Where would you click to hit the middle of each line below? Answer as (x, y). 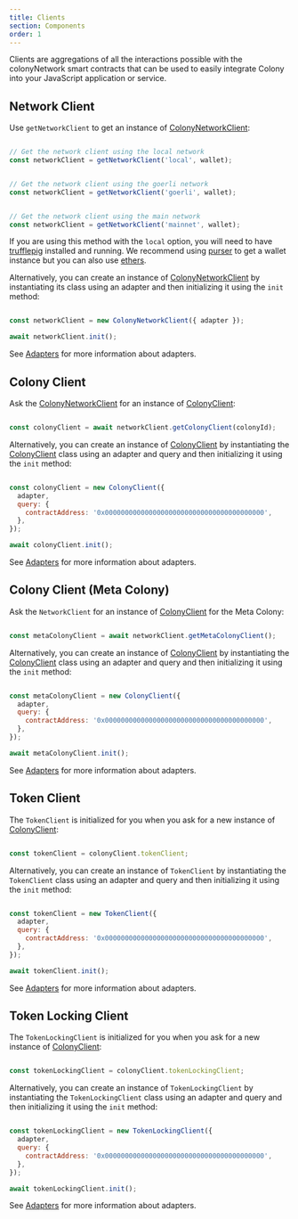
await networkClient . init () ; (63, 337)
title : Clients (37, 17)
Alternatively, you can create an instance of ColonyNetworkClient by (135, 278)
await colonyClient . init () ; (61, 545)
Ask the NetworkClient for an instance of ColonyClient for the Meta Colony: (147, 611)
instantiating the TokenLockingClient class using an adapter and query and (146, 1098)
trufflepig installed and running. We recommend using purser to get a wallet (148, 251)
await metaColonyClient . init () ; (69, 753)
